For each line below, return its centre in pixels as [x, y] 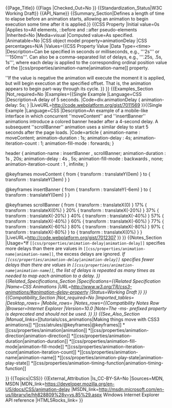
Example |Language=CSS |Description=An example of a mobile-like [77, 111]
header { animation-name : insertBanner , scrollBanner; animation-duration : [85, 153]
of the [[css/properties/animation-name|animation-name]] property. [77, 68]
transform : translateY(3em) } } [38, 179]
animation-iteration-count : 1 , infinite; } [47, 164]
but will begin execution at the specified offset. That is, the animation [78, 83]
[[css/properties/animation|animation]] [46, 330]
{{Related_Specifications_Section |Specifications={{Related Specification [83, 281]
